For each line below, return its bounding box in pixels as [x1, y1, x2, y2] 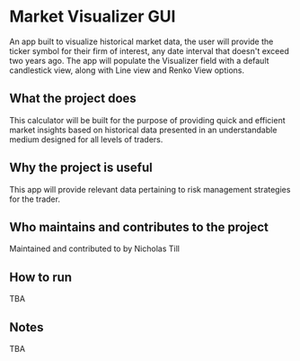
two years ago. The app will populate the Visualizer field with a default [9, 55, 269, 66]
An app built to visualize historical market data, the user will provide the [9, 36, 274, 47]
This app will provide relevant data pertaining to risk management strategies [9, 184, 291, 194]
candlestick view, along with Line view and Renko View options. [9, 65, 245, 76]
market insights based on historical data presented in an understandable [9, 124, 278, 135]
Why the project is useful [9, 160, 153, 176]
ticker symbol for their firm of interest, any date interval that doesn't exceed [9, 45, 289, 56]
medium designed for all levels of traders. [9, 133, 163, 145]
